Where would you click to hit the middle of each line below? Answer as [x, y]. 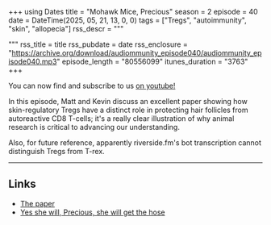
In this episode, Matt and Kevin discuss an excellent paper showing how [128, 101]
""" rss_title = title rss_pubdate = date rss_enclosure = [98, 44]
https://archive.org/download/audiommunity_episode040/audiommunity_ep [137, 53]
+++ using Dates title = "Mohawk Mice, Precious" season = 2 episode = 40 [133, 12]
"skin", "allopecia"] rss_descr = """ [66, 29]
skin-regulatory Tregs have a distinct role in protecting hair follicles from [128, 110]
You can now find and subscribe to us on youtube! [92, 85]
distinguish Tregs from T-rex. [56, 151]
